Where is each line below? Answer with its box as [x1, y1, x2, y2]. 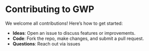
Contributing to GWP [5, 4, 94, 15]
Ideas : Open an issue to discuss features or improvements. [12, 30, 135, 36]
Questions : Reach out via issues [12, 40, 81, 46]
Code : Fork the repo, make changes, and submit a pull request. [12, 35, 144, 41]
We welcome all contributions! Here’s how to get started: [5, 20, 123, 26]
